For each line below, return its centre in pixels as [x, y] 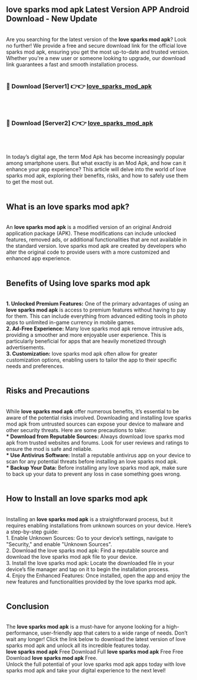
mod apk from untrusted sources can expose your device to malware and [95, 424]
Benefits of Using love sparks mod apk [78, 283]
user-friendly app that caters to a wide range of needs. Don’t [114, 633]
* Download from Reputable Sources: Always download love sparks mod [96, 436]
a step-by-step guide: [32, 532]
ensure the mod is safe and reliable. [49, 449]
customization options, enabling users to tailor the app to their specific [92, 360]
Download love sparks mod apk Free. [52, 658]
